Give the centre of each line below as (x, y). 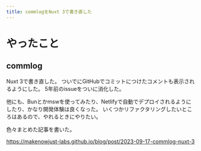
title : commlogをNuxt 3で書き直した (49, 12)
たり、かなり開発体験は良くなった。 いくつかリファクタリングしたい (97, 109)
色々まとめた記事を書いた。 (41, 129)
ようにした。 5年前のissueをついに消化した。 (68, 88)
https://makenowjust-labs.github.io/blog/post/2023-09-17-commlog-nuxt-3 (101, 141)
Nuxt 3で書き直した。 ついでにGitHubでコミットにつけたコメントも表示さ (98, 81)
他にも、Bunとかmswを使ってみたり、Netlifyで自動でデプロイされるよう (96, 101)
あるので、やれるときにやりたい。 (59, 116)
